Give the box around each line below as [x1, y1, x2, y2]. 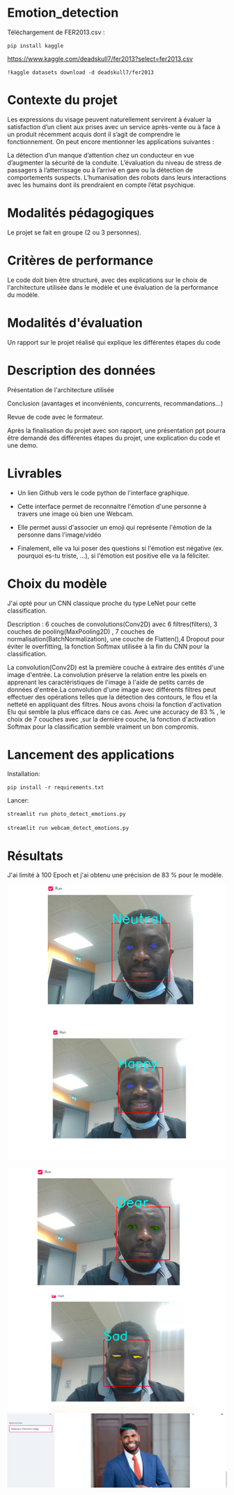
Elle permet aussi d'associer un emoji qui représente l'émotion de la [17, 523, 212, 531]
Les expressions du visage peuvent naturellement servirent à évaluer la [7, 115, 212, 124]
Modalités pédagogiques [7, 205, 155, 221]
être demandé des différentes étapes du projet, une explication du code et [7, 433, 221, 442]
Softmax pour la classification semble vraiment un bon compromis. [7, 722, 199, 731]
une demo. [7, 441, 38, 449]
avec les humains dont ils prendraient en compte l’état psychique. [7, 180, 196, 189]
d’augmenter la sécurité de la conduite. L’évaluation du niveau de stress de [7, 158, 221, 167]
